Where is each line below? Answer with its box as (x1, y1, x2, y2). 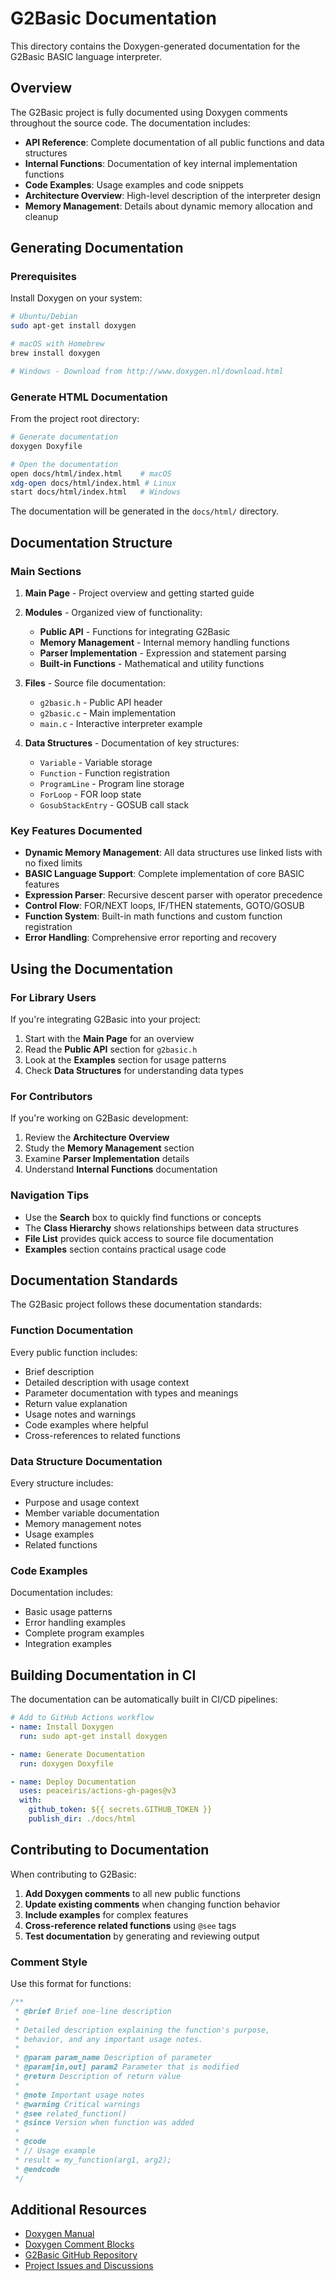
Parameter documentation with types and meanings (24, 1387, 239, 1399)
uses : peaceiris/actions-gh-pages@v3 (19, 1786, 177, 1796)
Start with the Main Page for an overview (24, 1033, 195, 1045)
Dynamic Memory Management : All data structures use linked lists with (24, 847, 323, 859)
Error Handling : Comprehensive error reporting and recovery (24, 932, 277, 944)
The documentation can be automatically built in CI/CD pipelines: (10, 1693, 278, 1706)
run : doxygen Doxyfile (19, 1758, 114, 1769)
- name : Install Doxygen (10, 1722, 114, 1732)
